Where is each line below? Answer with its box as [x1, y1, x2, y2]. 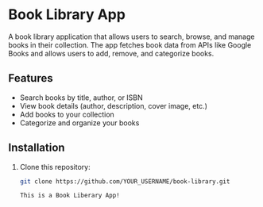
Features [8, 71, 53, 85]
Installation [8, 141, 65, 155]
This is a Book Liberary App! [19, 192, 121, 200]
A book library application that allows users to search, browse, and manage [8, 32, 255, 41]
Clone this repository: [19, 162, 91, 171]
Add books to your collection [19, 109, 115, 119]
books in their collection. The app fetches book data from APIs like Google [8, 40, 252, 49]
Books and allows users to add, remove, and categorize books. [8, 48, 215, 58]
